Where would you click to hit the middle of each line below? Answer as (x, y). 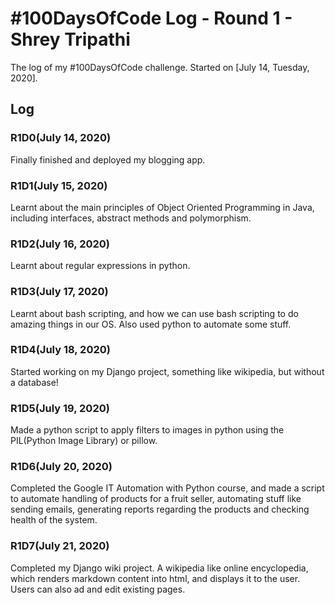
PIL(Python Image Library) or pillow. (84, 441)
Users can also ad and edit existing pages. (98, 589)
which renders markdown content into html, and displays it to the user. (155, 578)
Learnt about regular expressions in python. (100, 266)
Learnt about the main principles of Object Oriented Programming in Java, (162, 207)
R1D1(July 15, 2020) (59, 185)
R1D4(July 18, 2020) (60, 350)
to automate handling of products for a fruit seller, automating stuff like (156, 499)
